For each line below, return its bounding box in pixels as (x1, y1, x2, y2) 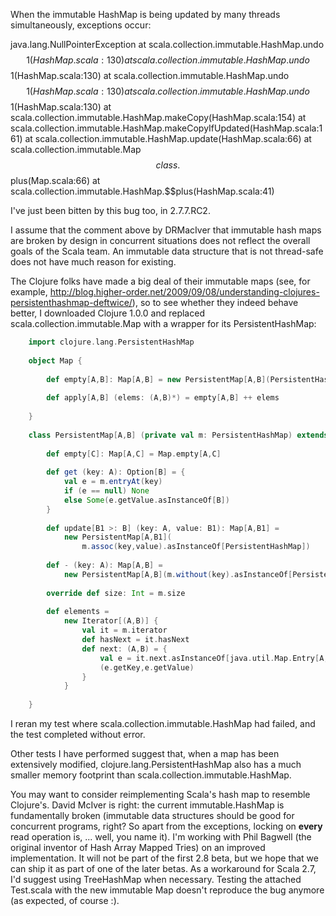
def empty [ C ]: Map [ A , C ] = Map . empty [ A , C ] (46, 449, 222, 459)
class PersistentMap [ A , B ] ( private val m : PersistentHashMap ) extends (28, 430, 329, 440)
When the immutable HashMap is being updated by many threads (10, 9, 281, 20)
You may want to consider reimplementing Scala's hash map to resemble (10, 789, 311, 800)
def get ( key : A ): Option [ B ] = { (46, 467, 186, 478)
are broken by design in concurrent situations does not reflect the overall (10, 235, 311, 246)
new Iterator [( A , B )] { (63, 616, 159, 626)
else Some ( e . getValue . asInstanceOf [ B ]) (63, 495, 230, 505)
